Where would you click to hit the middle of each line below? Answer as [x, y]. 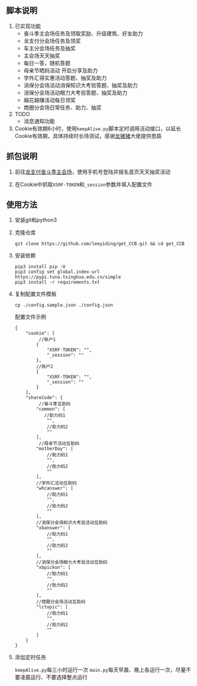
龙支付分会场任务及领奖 [52, 41]
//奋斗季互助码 [55, 404]
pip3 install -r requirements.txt [57, 282]
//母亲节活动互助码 [59, 444]
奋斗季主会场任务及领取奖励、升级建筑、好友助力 [83, 33]
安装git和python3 [36, 220]
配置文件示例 [30, 317]
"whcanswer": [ [55, 488]
